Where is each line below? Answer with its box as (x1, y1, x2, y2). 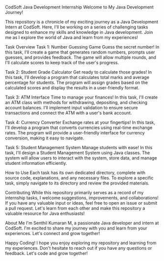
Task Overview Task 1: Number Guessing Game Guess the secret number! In (5, 44, 160, 50)
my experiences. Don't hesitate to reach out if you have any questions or (5, 245, 152, 251)
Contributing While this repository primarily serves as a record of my (5, 190, 144, 195)
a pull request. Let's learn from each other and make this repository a (5, 206, 145, 211)
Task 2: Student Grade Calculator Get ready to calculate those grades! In (5, 69, 152, 75)
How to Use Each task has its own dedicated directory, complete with (5, 170, 146, 176)
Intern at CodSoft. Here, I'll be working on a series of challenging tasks (5, 24, 148, 30)
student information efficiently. (5, 160, 67, 166)
